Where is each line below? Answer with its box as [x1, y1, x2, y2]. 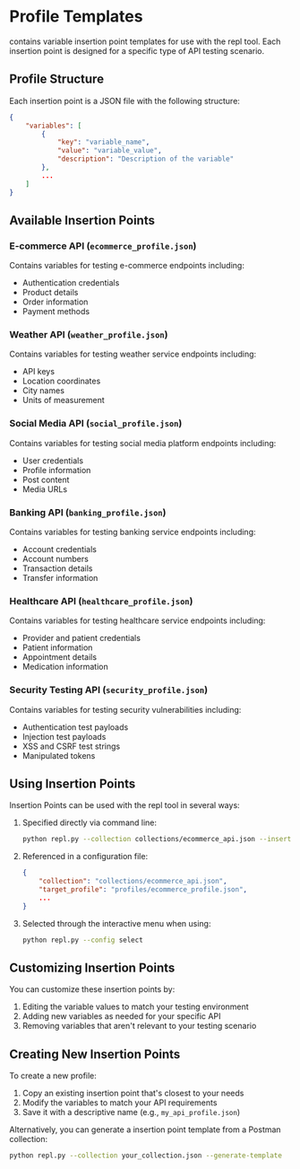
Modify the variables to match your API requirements [21, 1097, 218, 1108]
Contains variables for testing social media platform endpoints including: [9, 437, 277, 448]
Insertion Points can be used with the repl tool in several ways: [9, 800, 240, 811]
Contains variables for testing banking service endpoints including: [9, 527, 256, 538]
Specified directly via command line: [21, 817, 158, 828]
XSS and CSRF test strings [21, 741, 121, 751]
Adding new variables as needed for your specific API [21, 1011, 221, 1022]
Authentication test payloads [21, 721, 129, 733]
